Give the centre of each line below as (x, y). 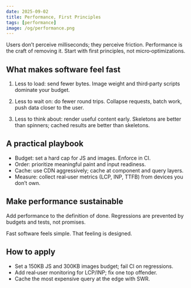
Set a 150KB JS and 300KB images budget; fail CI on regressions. (94, 266)
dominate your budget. (42, 90)
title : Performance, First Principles (53, 17)
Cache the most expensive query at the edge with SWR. (82, 279)
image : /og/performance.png (41, 28)
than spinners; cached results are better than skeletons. (82, 125)
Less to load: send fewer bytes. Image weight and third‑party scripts (97, 84)
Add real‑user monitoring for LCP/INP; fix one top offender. (86, 272)
